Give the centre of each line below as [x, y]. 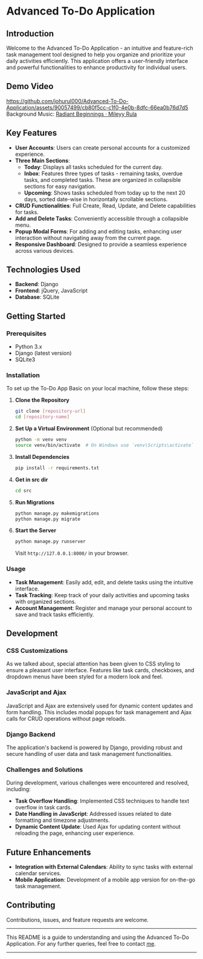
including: [19, 789]
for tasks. [27, 212]
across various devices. [44, 250]
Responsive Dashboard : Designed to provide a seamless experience [101, 244]
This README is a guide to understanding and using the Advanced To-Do [98, 937]
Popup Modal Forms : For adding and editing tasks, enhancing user [98, 231]
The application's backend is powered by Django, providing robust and [95, 747]
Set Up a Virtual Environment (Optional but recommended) [89, 429]
